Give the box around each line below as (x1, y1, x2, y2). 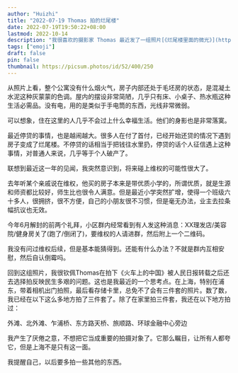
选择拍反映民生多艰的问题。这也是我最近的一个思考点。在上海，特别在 (13, 277, 218, 285)
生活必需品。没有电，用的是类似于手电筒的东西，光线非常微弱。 (7, 101, 193, 110)
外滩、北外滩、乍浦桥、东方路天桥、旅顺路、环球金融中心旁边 (7, 319, 188, 327)
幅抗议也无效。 (7, 205, 51, 214)
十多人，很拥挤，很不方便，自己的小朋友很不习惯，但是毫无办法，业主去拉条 (7, 196, 231, 205)
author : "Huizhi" (7, 10, 59, 18)
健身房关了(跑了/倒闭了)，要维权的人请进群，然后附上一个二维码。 (16, 229, 209, 238)
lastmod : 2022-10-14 (7, 30, 69, 38)
